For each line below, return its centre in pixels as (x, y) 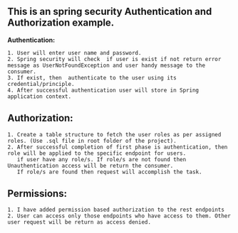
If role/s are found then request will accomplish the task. (109, 172)
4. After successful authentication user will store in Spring (103, 90)
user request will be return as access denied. (79, 222)
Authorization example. (61, 23)
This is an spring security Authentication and (110, 12)
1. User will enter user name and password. (74, 53)
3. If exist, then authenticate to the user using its (92, 77)
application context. (40, 96)
